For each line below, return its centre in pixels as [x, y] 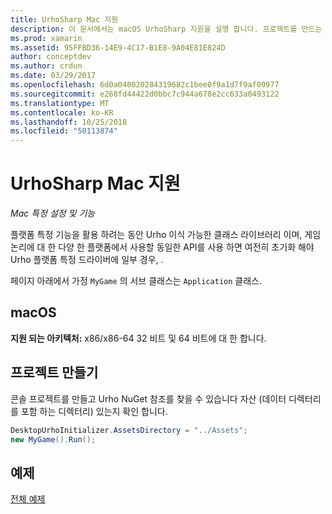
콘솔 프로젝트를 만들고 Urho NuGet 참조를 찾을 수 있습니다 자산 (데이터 [148, 398]
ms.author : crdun [46, 66]
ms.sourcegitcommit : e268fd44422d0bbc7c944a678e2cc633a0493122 [145, 94]
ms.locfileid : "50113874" [64, 131]
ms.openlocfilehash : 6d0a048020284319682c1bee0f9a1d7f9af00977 [145, 85]
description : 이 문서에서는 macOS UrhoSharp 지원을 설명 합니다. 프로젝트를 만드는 [166, 29]
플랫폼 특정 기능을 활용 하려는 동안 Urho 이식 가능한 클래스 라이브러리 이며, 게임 [166, 235]
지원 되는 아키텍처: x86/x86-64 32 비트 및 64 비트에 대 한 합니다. [138, 338]
